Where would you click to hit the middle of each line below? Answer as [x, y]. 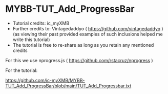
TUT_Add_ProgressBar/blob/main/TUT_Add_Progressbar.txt [68, 86]
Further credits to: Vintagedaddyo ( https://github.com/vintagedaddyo [86, 28]
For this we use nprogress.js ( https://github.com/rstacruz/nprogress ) [79, 60]
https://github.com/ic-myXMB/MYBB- [45, 80]
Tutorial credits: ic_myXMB [41, 23]
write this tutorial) [31, 40]
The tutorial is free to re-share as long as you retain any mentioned [83, 45]
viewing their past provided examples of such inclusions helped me [92, 34]
